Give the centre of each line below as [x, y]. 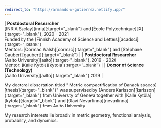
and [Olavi [68, 100]
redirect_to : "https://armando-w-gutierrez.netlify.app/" [65, 10]
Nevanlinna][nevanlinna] [104, 100]
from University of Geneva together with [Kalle [89, 95]
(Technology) [19, 70]
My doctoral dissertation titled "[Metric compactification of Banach [72, 85]
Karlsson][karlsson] [136, 90]
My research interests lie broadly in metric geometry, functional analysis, [78, 115]
